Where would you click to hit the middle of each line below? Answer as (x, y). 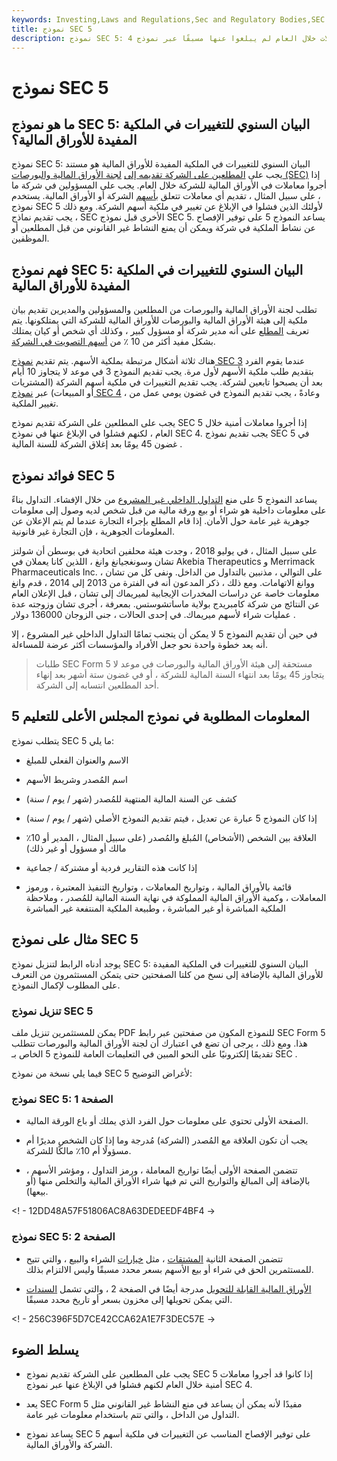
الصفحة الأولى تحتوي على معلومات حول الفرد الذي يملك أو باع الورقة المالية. (167, 1121)
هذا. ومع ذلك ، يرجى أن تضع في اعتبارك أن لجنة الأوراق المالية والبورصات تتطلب (159, 1043)
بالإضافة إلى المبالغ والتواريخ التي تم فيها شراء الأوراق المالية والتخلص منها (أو (168, 1181)
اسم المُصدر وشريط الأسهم (76, 779)
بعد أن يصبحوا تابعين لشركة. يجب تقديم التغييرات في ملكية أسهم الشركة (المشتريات (167, 382)
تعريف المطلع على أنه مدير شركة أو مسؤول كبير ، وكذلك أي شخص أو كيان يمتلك (160, 331)
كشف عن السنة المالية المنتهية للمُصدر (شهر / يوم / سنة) (131, 798)
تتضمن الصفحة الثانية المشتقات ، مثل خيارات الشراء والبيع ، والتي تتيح (154, 1258)
